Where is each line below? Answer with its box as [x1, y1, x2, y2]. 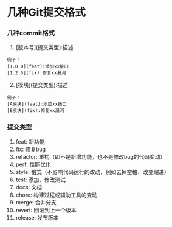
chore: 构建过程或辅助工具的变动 [15, 191, 98, 198]
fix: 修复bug [15, 145, 46, 153]
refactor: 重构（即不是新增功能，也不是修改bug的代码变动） [15, 153, 166, 160]
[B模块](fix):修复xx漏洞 [7, 108, 64, 114]
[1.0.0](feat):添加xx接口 [7, 63, 69, 70]
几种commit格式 [7, 29, 55, 37]
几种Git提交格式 [7, 5, 86, 19]
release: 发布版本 [15, 214, 60, 221]
